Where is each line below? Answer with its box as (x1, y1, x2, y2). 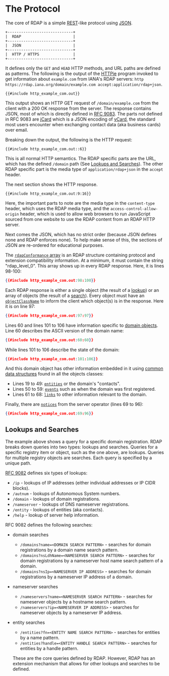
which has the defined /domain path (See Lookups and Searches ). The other (5, 161, 163, 167)
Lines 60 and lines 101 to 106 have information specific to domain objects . (5, 322, 158, 328)
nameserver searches (12, 584, 58, 590)
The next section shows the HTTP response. (5, 181, 98, 187)
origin (5, 211, 19, 217)
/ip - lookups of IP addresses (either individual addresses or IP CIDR (12, 480, 155, 486)
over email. (5, 127, 29, 133)
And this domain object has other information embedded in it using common (5, 365, 163, 371)
